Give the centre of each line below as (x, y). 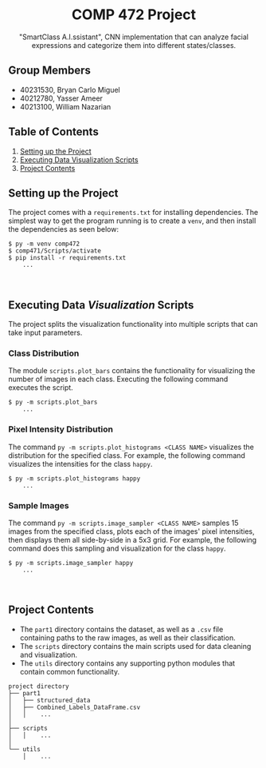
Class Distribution (44, 353)
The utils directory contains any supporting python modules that (127, 663)
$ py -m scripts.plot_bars (53, 402)
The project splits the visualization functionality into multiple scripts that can (133, 324)
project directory (39, 686)
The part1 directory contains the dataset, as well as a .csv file (121, 629)
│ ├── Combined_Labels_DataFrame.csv (74, 707)
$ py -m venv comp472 (44, 244)
